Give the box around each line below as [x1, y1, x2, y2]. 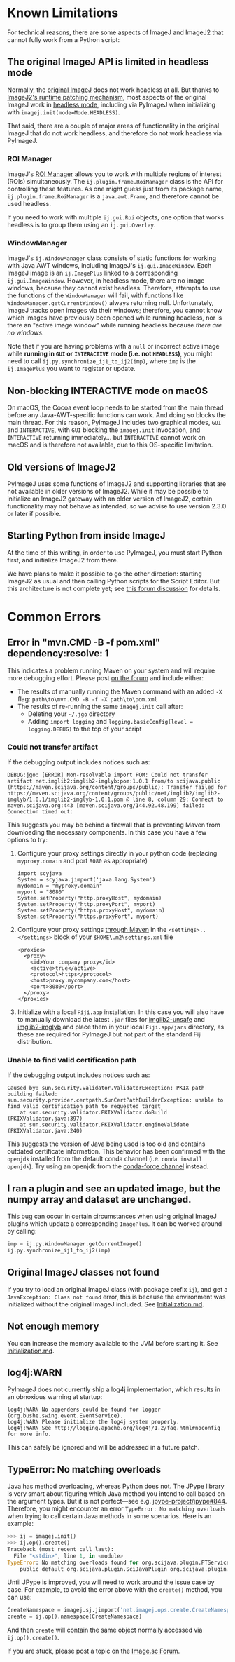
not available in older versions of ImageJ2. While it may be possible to [7, 487, 209, 495]
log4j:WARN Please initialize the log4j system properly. [7, 1419, 180, 1426]
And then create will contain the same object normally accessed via [7, 1626, 203, 1635]
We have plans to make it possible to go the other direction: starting [7, 569, 202, 578]
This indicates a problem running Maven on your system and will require [7, 666, 215, 675]
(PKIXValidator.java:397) [7, 1115, 83, 1123]
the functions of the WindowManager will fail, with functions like [7, 291, 184, 299]
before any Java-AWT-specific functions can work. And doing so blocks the [7, 411, 226, 419]
